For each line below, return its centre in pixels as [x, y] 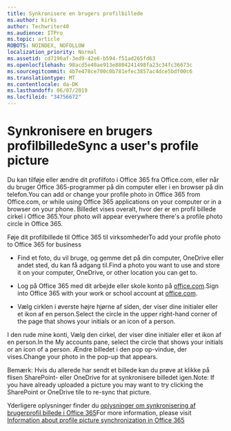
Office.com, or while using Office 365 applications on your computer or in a [114, 202]
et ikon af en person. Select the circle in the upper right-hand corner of [117, 314]
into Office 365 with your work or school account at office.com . [107, 293]
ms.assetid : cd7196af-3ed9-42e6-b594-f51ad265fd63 [81, 59]
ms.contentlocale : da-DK [43, 84]
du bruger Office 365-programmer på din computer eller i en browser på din [115, 186]
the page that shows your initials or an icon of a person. [96, 321]
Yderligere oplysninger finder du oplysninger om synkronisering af [102, 405]
